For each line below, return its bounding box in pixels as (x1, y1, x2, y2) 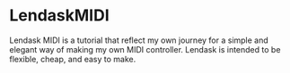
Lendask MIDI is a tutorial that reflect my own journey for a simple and (9, 35, 269, 45)
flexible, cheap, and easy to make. (9, 53, 136, 64)
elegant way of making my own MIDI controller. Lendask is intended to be (9, 44, 281, 54)
